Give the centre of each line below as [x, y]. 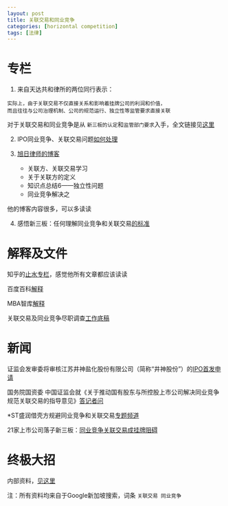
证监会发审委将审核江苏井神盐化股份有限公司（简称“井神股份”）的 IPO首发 [111, 369]
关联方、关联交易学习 [57, 169]
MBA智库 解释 [26, 304]
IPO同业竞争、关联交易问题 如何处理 [67, 139]
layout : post [26, 13]
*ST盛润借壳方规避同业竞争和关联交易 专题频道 [73, 415]
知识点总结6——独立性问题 [66, 186]
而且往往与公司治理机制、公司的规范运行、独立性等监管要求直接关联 [89, 111]
